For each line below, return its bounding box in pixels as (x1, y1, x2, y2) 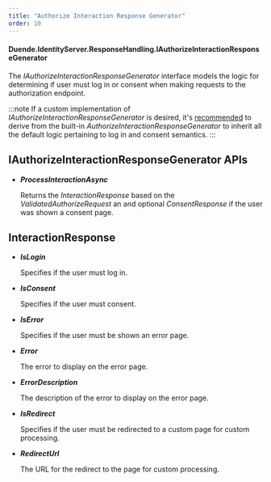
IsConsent (19, 284, 56, 294)
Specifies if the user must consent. (19, 299, 137, 309)
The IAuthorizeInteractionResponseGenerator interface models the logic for (8, 70, 260, 81)
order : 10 (8, 19, 42, 27)
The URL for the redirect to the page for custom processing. (19, 464, 219, 474)
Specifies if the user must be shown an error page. (19, 331, 190, 340)
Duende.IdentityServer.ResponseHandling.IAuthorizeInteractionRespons (8, 44, 260, 54)
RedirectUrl (19, 449, 60, 459)
